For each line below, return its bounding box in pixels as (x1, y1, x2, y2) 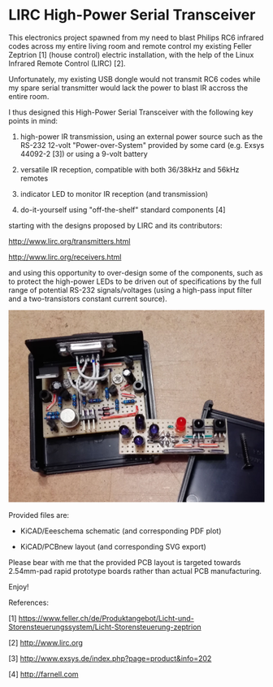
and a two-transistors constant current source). (8, 293, 168, 303)
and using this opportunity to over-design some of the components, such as (8, 267, 263, 277)
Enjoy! (8, 581, 30, 591)
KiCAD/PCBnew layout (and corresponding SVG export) (19, 541, 207, 551)
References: (8, 598, 49, 607)
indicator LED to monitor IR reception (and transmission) (19, 189, 209, 198)
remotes (19, 173, 49, 183)
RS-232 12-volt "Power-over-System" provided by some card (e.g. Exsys (19, 140, 265, 150)
